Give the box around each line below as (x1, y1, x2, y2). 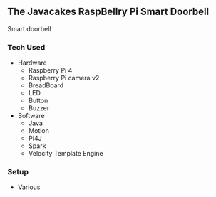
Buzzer (28, 104, 50, 112)
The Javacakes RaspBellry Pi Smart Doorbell (7, 6, 210, 18)
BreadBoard (28, 81, 64, 90)
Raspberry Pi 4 (28, 66, 73, 75)
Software (17, 112, 45, 120)
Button (28, 96, 48, 105)
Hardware (17, 58, 48, 67)
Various (17, 183, 41, 191)
